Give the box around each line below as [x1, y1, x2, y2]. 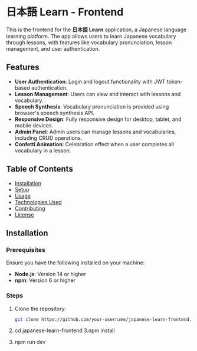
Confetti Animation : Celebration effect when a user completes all [14, 140, 175, 147]
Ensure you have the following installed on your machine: [6, 259, 145, 266]
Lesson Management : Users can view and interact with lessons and [14, 90, 181, 97]
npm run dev [14, 339, 46, 346]
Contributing [14, 205, 45, 212]
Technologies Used [14, 198, 62, 205]
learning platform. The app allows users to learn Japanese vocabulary [6, 32, 176, 40]
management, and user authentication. [6, 45, 100, 52]
